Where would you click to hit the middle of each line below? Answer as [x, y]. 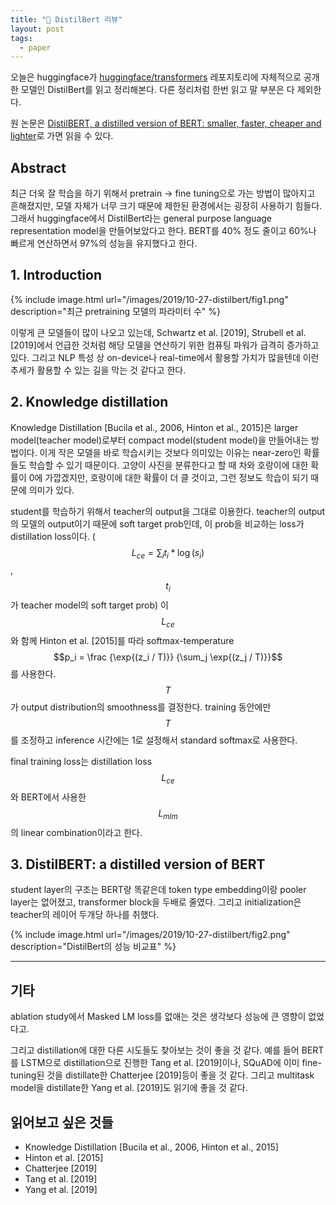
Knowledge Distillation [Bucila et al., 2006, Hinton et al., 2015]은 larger [154, 427]
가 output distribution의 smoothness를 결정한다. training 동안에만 [141, 707]
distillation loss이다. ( [53, 536]
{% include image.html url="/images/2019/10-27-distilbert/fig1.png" [149, 299]
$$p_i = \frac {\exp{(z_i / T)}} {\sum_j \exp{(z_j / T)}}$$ [168, 657]
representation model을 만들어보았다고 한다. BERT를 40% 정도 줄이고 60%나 [163, 231]
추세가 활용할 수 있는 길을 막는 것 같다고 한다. [98, 370]
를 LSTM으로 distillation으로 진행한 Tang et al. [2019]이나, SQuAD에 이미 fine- [166, 1063]
